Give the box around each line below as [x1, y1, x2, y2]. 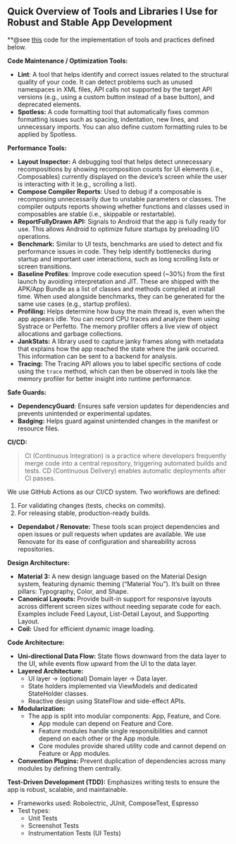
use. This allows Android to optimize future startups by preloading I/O [17, 225, 220, 233]
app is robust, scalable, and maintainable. [7, 785, 128, 793]
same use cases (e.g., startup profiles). [17, 299, 132, 308]
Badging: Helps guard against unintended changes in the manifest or [17, 416, 218, 425]
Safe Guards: [7, 387, 47, 397]
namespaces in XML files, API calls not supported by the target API [17, 85, 213, 94]
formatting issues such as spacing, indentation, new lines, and [17, 115, 199, 123]
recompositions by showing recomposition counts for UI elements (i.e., [17, 165, 223, 173]
